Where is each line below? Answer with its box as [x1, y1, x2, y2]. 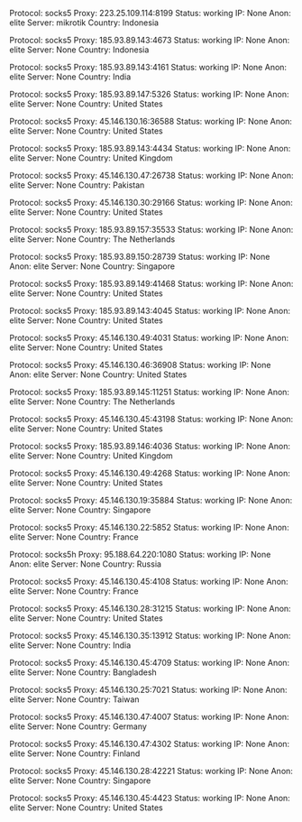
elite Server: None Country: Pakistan [9, 180, 145, 190]
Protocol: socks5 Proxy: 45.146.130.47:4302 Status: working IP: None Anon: [9, 739, 290, 749]
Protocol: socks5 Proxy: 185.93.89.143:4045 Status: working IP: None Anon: [9, 306, 291, 316]
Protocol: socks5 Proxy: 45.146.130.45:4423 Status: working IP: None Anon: [9, 793, 290, 803]
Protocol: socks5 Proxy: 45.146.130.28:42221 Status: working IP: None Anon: [9, 766, 293, 776]
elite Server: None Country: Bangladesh [9, 667, 158, 678]
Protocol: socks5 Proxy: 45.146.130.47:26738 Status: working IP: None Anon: [9, 171, 294, 180]
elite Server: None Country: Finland [9, 748, 141, 759]
